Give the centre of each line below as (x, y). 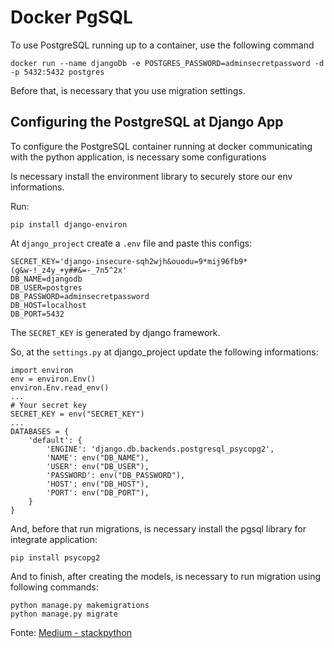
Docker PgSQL (71, 17)
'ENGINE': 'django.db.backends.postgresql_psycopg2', (160, 449)
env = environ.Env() (53, 379)
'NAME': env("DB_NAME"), (98, 457)
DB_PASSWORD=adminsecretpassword (80, 296)
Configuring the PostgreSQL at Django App (147, 122)
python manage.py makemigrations (80, 605)
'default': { (55, 440)
